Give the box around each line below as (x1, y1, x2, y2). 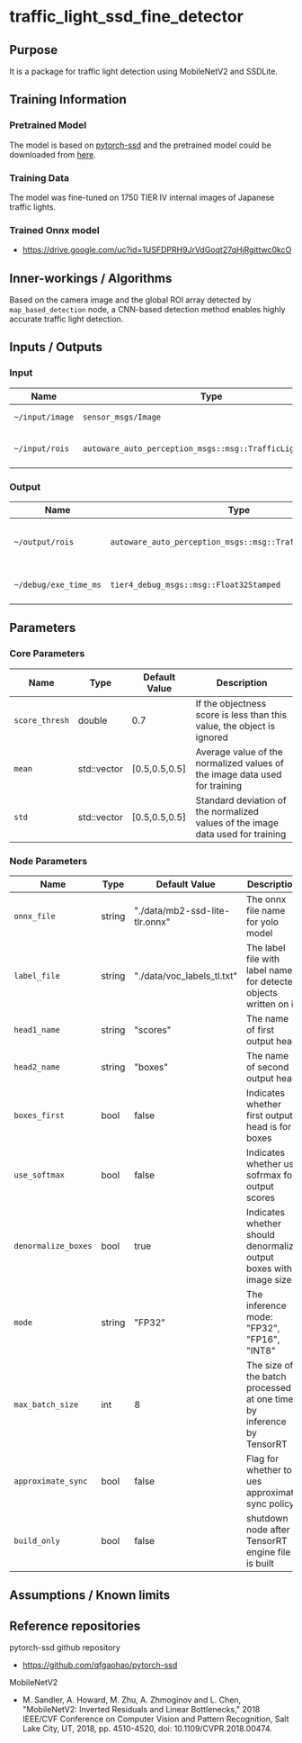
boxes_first (13, 1110, 66, 1121)
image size (245, 1274, 292, 1287)
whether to (245, 1464, 292, 1477)
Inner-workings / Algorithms (9, 270, 173, 285)
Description (216, 676, 268, 689)
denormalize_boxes (13, 1241, 93, 1251)
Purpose (9, 42, 58, 58)
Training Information (9, 92, 128, 107)
